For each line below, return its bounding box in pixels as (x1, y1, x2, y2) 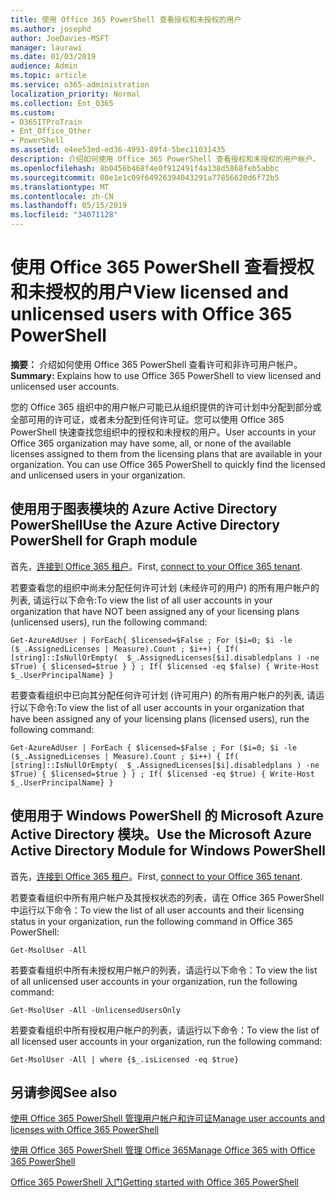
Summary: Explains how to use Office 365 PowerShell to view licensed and (10, 369, 322, 381)
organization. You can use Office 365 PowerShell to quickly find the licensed (10, 458, 326, 470)
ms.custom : (10, 107, 56, 118)
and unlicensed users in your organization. (10, 469, 186, 481)
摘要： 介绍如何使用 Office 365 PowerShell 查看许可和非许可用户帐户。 (10, 358, 303, 370)
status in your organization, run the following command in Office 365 (10, 915, 294, 927)
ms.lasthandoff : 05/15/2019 (10, 201, 128, 211)
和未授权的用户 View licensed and (10, 281, 289, 304)
